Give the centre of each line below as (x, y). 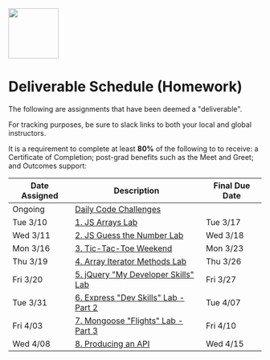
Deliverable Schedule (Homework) (125, 87)
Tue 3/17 (223, 222)
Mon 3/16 (31, 248)
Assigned (40, 195)
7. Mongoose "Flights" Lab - (129, 321)
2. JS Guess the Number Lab (129, 235)
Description (137, 190)
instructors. (27, 133)
